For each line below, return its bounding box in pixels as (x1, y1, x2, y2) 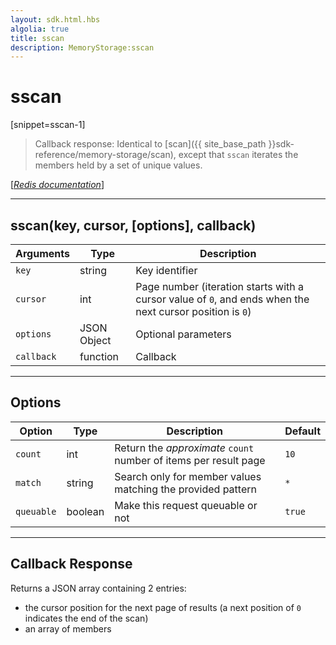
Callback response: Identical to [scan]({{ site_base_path (34, 138, 267, 150)
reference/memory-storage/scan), (34, 149, 177, 161)
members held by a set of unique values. (34, 159, 203, 171)
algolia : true (10, 24, 70, 34)
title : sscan (10, 33, 65, 43)
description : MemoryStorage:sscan (10, 42, 155, 53)
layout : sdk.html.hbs (10, 14, 101, 25)
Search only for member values (114, 469, 262, 483)
